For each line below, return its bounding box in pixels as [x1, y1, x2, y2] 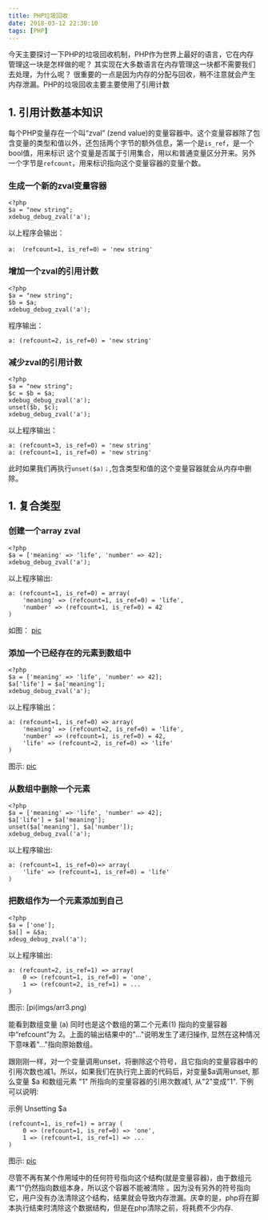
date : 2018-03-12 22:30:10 [8, 19, 98, 27]
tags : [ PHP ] [8, 26, 48, 34]
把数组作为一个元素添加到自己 [8, 895, 124, 906]
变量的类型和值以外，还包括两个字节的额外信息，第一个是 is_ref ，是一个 [14, 138, 254, 148]
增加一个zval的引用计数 [8, 265, 99, 277]
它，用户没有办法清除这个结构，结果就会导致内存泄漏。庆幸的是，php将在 [8, 1193, 253, 1202]
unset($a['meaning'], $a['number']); [8, 823, 134, 831]
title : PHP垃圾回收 [8, 11, 69, 20]
